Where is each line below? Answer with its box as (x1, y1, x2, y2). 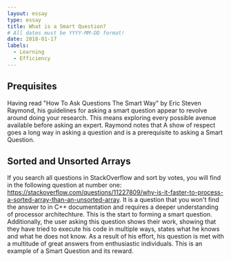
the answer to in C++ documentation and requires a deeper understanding (7, 203, 219, 211)
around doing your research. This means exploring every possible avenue (7, 113, 217, 121)
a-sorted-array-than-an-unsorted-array (7, 196, 120, 204)
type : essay (7, 17, 41, 23)
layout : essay (7, 10, 48, 17)
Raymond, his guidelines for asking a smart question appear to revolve (7, 106, 208, 114)
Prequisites (7, 81, 57, 92)
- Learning (13, 49, 45, 56)
